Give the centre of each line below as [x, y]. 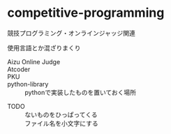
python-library [28, 84]
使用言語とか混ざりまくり [44, 47]
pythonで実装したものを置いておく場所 [81, 92]
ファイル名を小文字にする [62, 123]
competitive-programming [86, 13]
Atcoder [19, 69]
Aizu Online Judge [34, 61]
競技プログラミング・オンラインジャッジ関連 [72, 33]
